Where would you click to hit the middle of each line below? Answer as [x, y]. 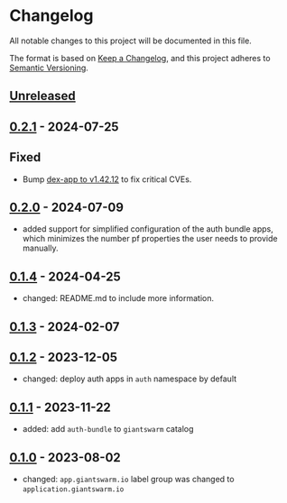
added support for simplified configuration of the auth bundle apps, [148, 229]
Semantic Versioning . [49, 68]
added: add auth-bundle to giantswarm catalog [108, 429]
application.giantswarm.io [73, 489]
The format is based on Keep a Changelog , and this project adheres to [140, 58]
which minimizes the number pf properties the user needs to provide [150, 239]
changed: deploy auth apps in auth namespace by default [130, 379]
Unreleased [43, 96]
